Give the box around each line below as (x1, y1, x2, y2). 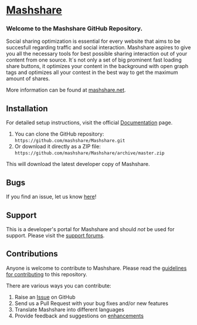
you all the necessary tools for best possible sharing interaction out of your (6, 50, 188, 57)
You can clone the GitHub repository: (14, 130, 104, 138)
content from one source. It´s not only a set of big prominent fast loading (6, 56, 182, 63)
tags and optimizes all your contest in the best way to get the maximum (6, 69, 178, 76)
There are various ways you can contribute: (6, 282, 111, 289)
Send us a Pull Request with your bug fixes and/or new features (14, 300, 169, 307)
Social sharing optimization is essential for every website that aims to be (6, 38, 181, 45)
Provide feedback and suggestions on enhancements (14, 312, 144, 319)
